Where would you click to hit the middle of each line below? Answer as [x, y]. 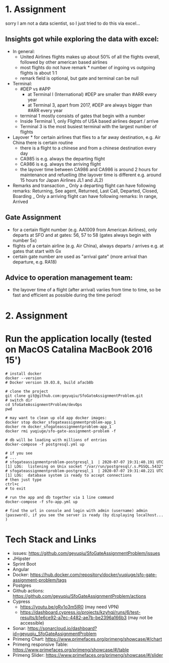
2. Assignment [37, 315]
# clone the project [27, 391]
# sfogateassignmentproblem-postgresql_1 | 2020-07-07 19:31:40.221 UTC [84, 471]
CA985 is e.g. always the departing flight [62, 159]
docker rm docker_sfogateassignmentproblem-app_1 [59, 427]
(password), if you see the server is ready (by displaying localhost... [84, 515]
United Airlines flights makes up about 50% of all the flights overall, [90, 57]
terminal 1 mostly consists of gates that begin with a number [82, 116]
